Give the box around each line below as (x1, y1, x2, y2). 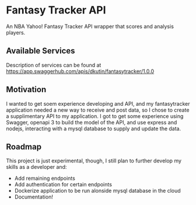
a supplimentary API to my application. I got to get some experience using (6, 112, 184, 120)
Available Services (6, 46, 75, 56)
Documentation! (14, 193, 54, 200)
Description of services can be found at (6, 61, 101, 68)
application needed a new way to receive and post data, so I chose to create (6, 106, 190, 113)
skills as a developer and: (6, 164, 67, 171)
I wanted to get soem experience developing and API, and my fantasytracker (6, 100, 190, 107)
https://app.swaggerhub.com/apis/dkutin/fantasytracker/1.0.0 (6, 68, 155, 75)
